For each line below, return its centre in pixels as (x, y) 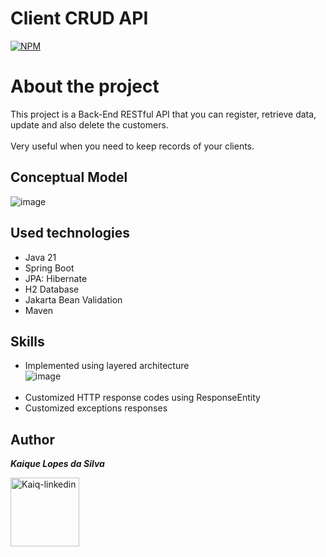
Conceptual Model (69, 177)
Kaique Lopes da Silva (57, 464)
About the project (85, 86)
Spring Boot (49, 268)
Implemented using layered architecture (107, 366)
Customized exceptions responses (96, 408)
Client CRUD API (79, 18)
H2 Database (52, 289)
